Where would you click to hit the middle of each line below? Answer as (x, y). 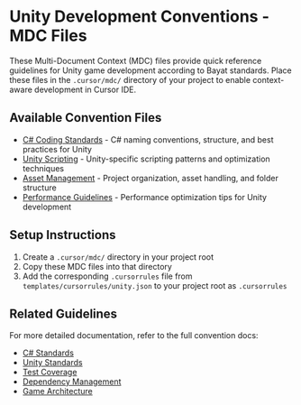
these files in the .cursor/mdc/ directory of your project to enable (130, 79)
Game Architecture (57, 391)
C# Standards (48, 353)
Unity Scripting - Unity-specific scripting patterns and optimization (146, 159)
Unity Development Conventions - (140, 17)
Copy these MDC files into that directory (97, 266)
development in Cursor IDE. (86, 89)
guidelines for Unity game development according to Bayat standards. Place (150, 70)
